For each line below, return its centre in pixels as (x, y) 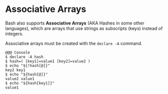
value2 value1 (20, 78)
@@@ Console (17, 52)
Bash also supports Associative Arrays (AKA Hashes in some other (75, 23)
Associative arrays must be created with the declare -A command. (74, 43)
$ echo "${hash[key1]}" (30, 83)
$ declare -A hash (24, 57)
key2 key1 (15, 70)
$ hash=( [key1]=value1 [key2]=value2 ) (48, 61)
